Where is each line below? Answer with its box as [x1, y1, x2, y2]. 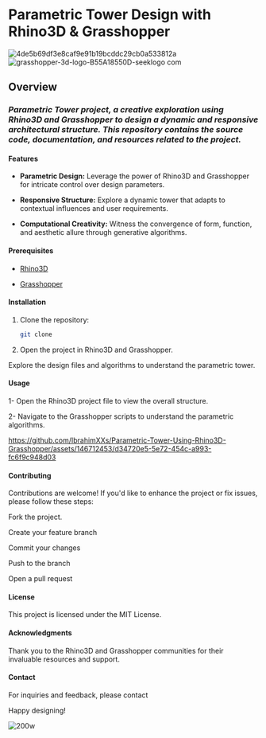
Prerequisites [8, 246, 54, 256]
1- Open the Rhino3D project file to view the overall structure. [8, 396, 209, 405]
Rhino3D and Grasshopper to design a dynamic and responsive [8, 114, 259, 125]
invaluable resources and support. [8, 654, 121, 664]
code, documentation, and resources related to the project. [8, 134, 242, 145]
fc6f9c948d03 [8, 452, 56, 462]
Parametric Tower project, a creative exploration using [8, 104, 224, 115]
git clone [19, 330, 53, 338]
